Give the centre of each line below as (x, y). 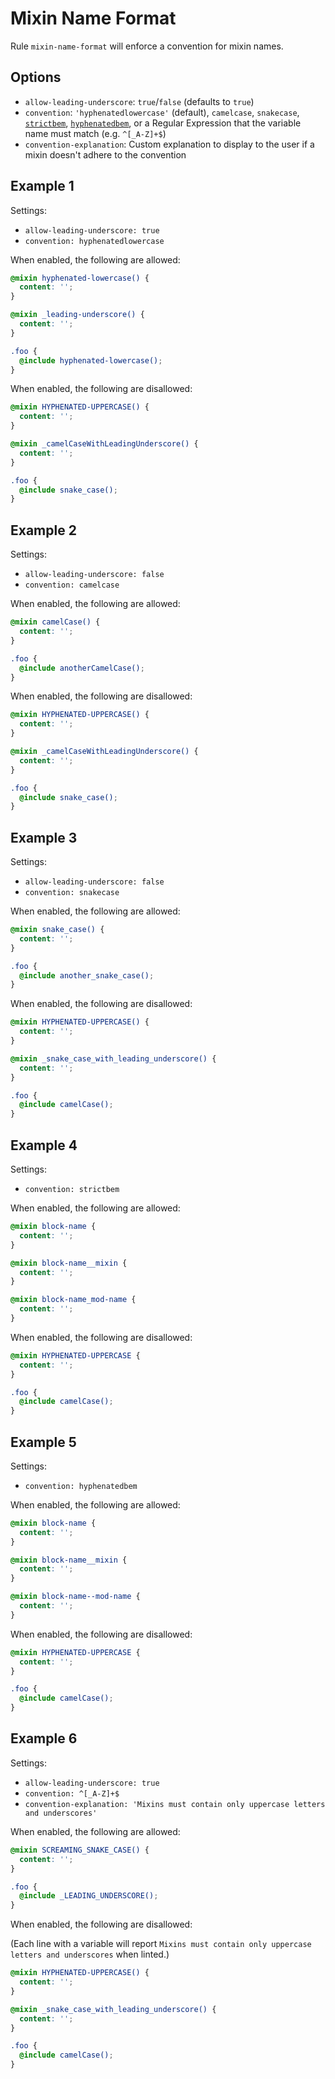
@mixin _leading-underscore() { (77, 315)
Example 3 (44, 837)
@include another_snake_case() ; (87, 975)
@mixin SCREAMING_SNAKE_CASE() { (80, 1850)
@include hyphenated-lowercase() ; (91, 360)
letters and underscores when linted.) (90, 1954)
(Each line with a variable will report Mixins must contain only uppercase (161, 1944)
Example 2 (43, 530)
